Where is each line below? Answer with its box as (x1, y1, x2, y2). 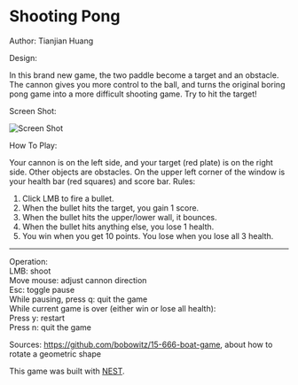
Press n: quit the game (9, 321, 91, 333)
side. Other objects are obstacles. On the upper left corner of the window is (9, 166, 286, 177)
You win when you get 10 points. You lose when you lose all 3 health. (21, 230, 274, 241)
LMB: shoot (9, 266, 51, 276)
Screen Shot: (9, 105, 57, 116)
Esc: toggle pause (9, 284, 75, 295)
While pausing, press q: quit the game (9, 294, 148, 304)
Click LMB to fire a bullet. (21, 193, 114, 204)
